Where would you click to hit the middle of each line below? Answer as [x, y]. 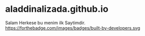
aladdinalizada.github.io [57, 9]
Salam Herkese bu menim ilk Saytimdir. [45, 23]
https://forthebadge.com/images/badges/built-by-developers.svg [73, 28]
